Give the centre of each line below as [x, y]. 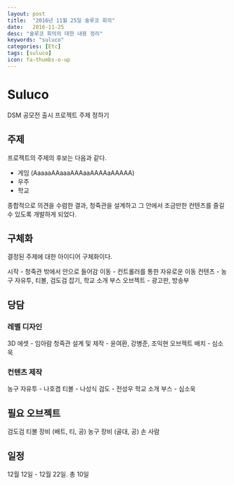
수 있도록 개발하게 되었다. [42, 214]
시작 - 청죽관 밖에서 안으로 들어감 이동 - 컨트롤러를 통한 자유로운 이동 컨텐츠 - [113, 271]
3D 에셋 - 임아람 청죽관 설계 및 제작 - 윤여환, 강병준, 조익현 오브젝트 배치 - [109, 343]
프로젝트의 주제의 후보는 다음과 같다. [57, 158]
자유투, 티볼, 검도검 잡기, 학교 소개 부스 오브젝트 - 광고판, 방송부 [102, 281]
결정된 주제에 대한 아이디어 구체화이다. [60, 257]
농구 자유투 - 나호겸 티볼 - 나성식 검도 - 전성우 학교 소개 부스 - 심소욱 [102, 389]
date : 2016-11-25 [36, 27]
